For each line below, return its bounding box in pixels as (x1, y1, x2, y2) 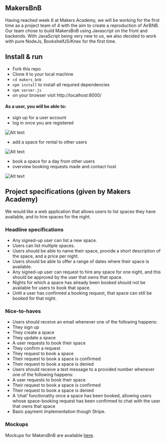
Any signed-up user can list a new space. (12, 237, 98, 243)
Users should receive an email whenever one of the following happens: (12, 319, 158, 325)
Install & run (5, 53, 43, 61)
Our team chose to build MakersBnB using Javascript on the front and (5, 27, 148, 34)
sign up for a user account (12, 114, 66, 121)
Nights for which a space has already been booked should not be (12, 279, 146, 285)
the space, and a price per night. (12, 253, 79, 259)
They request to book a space (12, 351, 74, 357)
